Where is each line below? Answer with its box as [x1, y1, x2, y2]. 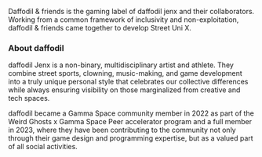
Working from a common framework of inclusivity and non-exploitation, [8, 15, 239, 24]
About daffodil [8, 42, 64, 53]
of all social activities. [8, 142, 78, 152]
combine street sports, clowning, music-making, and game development [8, 69, 243, 78]
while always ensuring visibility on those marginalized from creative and [8, 85, 241, 95]
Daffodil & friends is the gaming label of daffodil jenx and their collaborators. [8, 7, 255, 16]
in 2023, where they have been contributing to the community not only [8, 125, 237, 135]
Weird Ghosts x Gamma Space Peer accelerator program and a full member [8, 117, 253, 127]
